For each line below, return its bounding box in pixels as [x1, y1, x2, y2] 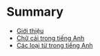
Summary [6, 4, 63, 20]
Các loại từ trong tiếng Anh [16, 41, 94, 49]
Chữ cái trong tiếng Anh [16, 33, 85, 42]
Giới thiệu [16, 27, 44, 35]
